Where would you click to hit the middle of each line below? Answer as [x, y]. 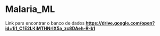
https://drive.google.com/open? [120, 23]
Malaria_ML [30, 9]
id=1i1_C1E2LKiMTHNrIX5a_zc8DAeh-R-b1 [50, 28]
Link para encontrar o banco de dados [45, 23]
